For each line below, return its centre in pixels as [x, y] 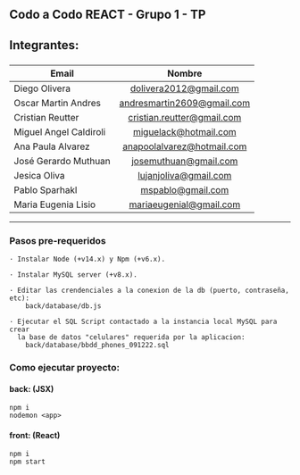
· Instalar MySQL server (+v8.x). [74, 275]
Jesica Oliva [39, 175]
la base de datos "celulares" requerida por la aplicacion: [131, 337]
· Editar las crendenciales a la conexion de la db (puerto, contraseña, [150, 290]
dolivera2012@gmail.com [184, 88]
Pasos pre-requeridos [58, 240]
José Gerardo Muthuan [62, 161]
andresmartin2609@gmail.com [185, 103]
